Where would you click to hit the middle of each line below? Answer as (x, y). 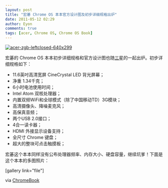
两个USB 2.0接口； (32, 119)
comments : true (21, 29)
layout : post (19, 10)
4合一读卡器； (27, 125)
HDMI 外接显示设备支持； (38, 131)
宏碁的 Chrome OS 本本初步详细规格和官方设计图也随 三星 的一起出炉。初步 (82, 58)
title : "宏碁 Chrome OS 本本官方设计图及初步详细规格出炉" (61, 15)
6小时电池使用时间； (33, 87)
